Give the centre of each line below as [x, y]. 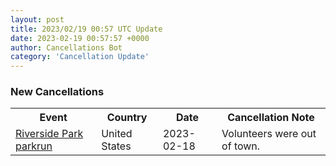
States [116, 146]
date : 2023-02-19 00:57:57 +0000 [80, 38]
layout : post [37, 19]
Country [127, 118]
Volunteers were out [269, 134]
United [117, 134]
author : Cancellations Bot [66, 47]
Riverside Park [49, 134]
